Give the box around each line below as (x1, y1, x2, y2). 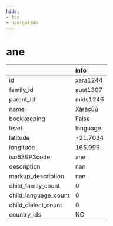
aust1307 (75, 86, 103, 94)
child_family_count (9, 182, 60, 190)
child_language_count (9, 191, 69, 199)
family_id (9, 86, 34, 94)
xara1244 (75, 76, 103, 84)
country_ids (9, 211, 41, 219)
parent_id (9, 96, 35, 104)
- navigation (6, 19, 38, 25)
